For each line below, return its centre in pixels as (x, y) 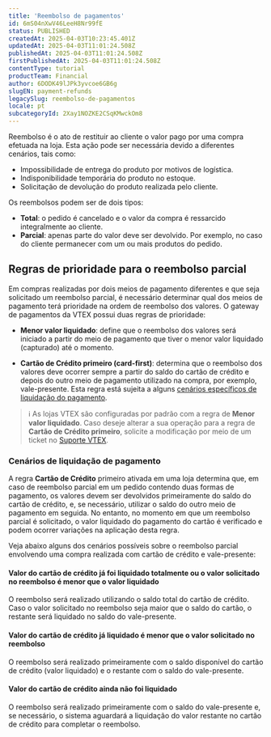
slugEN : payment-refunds (50, 91)
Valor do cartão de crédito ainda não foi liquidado (93, 689)
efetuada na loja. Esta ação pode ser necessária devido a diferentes (121, 145)
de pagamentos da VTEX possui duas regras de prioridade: (107, 314)
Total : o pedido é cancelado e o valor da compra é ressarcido (123, 218)
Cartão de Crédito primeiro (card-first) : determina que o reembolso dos (141, 363)
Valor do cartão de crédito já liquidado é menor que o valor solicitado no (131, 635)
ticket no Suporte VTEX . (68, 440)
